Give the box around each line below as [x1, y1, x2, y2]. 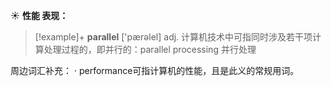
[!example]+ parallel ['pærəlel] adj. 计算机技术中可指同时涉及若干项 [34, 31, 313, 43]
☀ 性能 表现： [10, 10, 69, 21]
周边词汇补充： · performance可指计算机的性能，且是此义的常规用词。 [10, 65, 300, 76]
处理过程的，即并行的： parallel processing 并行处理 [43, 44, 257, 55]
